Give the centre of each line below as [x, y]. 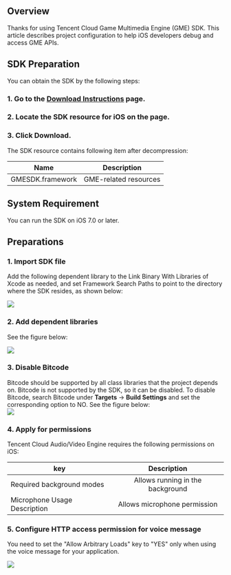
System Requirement [53, 203]
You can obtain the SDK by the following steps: [74, 81]
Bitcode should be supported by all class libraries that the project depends [113, 382]
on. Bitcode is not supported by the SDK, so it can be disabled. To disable [111, 390]
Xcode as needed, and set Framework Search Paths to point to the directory [115, 284]
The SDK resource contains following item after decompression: [98, 150]
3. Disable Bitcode [38, 368]
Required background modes [57, 485]
